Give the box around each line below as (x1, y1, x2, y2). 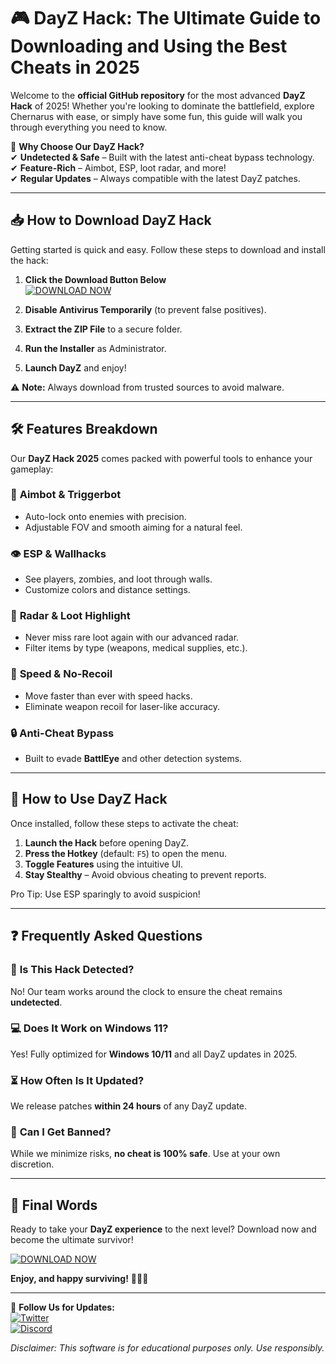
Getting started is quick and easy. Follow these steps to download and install (10, 243, 326, 255)
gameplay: (10, 463, 54, 475)
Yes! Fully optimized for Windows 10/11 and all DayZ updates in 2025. (10, 1048, 298, 1060)
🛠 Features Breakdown (10, 421, 158, 438)
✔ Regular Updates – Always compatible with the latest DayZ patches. (10, 172, 301, 184)
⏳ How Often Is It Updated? (10, 1073, 145, 1087)
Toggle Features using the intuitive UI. (24, 858, 184, 870)
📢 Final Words (10, 1196, 98, 1214)
